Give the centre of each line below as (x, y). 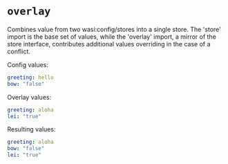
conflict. (19, 51)
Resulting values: (31, 129)
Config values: (28, 64)
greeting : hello (30, 78)
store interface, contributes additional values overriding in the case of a (109, 44)
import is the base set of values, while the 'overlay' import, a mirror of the (112, 37)
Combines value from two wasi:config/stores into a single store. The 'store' (114, 29)
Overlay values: (29, 97)
